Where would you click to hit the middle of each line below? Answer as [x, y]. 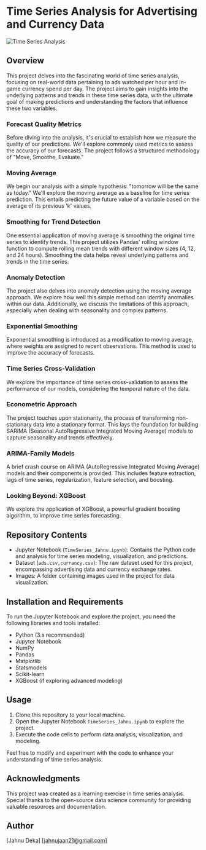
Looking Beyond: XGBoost [46, 496]
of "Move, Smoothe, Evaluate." [45, 157]
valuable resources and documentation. [56, 806]
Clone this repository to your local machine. [70, 715]
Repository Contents [47, 535]
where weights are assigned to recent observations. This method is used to [101, 346]
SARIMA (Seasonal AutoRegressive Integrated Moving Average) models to [100, 431]
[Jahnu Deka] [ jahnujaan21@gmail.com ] [57, 841]
